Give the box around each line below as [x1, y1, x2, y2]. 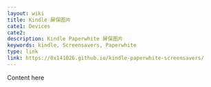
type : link [7, 49, 38, 55]
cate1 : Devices [7, 23, 51, 29]
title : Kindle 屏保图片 [7, 16, 71, 23]
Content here [7, 73, 45, 82]
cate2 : [7, 29, 26, 36]
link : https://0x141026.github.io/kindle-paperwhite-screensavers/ [7, 55, 205, 62]
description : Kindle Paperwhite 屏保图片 [7, 36, 124, 42]
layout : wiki [7, 10, 45, 17]
